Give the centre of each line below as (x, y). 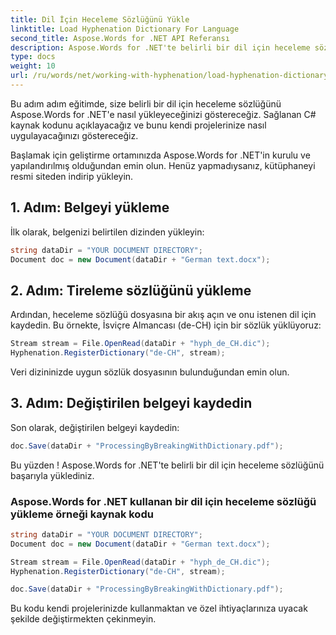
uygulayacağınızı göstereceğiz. (74, 135)
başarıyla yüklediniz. (52, 475)
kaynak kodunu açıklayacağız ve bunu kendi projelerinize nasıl (138, 125)
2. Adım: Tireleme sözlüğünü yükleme (131, 290)
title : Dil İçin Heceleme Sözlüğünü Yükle (100, 19)
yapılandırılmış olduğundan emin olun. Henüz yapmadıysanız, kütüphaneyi (163, 165)
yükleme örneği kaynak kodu (82, 514)
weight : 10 (33, 66)
